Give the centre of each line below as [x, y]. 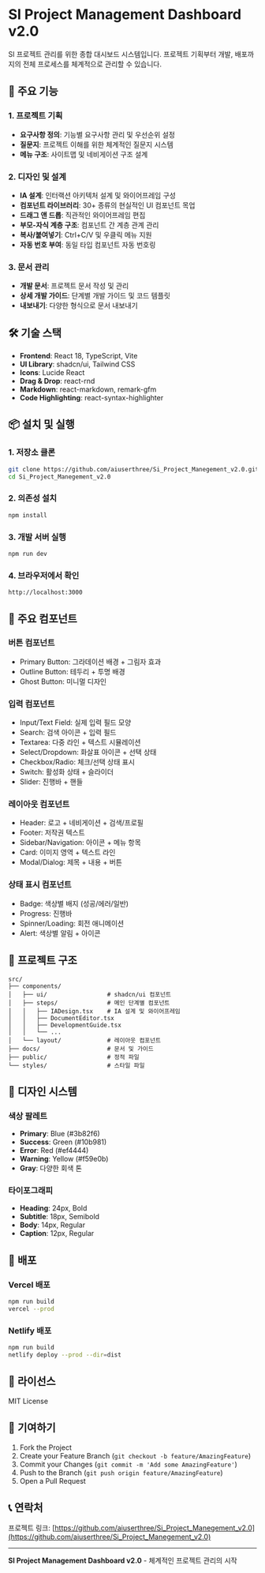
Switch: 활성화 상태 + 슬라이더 [67, 772]
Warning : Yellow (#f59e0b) [64, 1159]
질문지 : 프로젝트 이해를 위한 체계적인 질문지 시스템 [96, 145]
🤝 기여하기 [32, 1428]
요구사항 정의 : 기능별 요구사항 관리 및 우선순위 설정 [97, 134]
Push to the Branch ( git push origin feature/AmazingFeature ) [121, 1472]
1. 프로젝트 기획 [35, 116]
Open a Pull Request [53, 1481]
